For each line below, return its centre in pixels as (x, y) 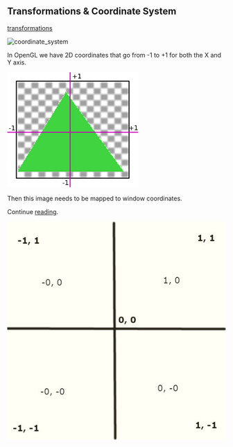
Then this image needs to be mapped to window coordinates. (95, 198)
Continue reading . (33, 211)
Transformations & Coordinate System (92, 11)
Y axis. (17, 62)
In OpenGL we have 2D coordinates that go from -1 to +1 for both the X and (114, 55)
